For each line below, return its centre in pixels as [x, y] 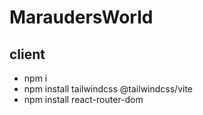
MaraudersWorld [81, 17]
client [27, 54]
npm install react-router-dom [83, 99]
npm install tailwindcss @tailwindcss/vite [108, 89]
